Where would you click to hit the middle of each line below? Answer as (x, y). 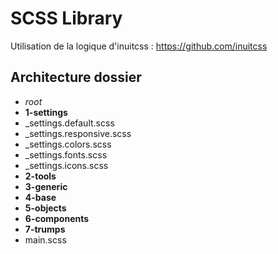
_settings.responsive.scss (78, 133)
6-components (57, 218)
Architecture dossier (76, 77)
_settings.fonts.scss (66, 154)
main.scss (45, 239)
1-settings (46, 112)
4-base (40, 197)
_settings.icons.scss (66, 165)
